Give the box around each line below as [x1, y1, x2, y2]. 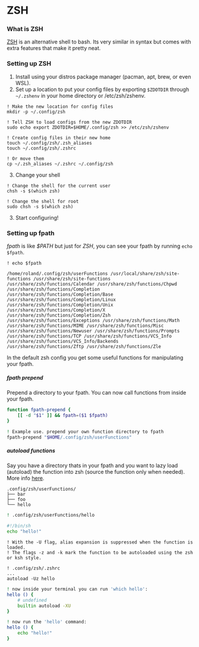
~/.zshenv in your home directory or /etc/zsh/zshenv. [15, 92, 146, 99]
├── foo [7, 496, 26, 503]
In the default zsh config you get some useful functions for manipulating [7, 354, 184, 361]
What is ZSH [7, 25, 43, 33]
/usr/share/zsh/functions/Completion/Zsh [7, 312, 111, 318]
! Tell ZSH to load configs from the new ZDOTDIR [7, 119, 132, 125]
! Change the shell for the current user [7, 183, 111, 189]
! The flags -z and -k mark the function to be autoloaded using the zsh [7, 550, 194, 556]
